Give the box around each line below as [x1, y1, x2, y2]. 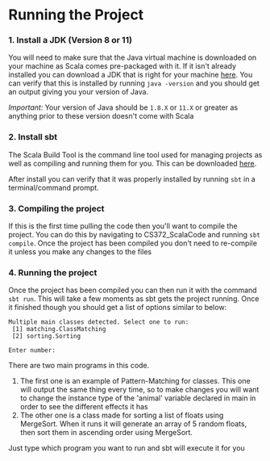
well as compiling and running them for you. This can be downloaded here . [8, 158, 257, 168]
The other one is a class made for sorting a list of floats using [19, 410, 224, 421]
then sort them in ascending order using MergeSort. [19, 428, 193, 438]
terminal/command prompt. [8, 182, 99, 192]
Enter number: [8, 346, 56, 354]
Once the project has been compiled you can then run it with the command [8, 285, 257, 295]
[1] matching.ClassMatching [11, 325, 106, 333]
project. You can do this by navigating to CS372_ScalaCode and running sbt [8, 230, 260, 240]
